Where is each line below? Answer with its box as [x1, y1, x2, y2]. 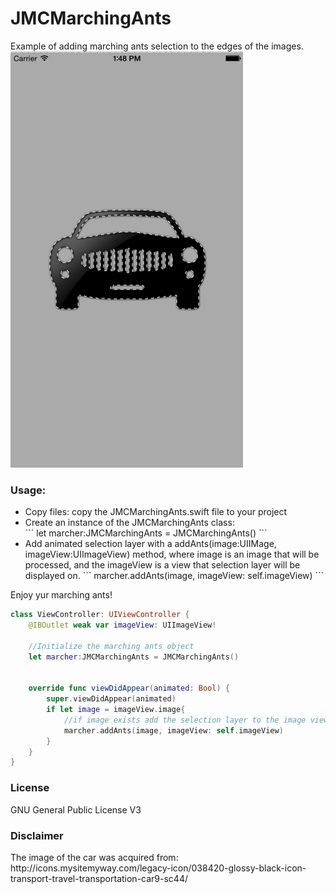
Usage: [10, 483, 47, 497]
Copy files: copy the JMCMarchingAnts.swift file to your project [24, 506, 288, 518]
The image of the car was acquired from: [10, 851, 179, 863]
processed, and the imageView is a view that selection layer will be [24, 559, 301, 571]
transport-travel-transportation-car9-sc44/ [10, 872, 188, 884]
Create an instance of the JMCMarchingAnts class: [24, 517, 235, 529]
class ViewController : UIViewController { [10, 610, 190, 620]
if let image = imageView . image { [46, 705, 186, 715]
